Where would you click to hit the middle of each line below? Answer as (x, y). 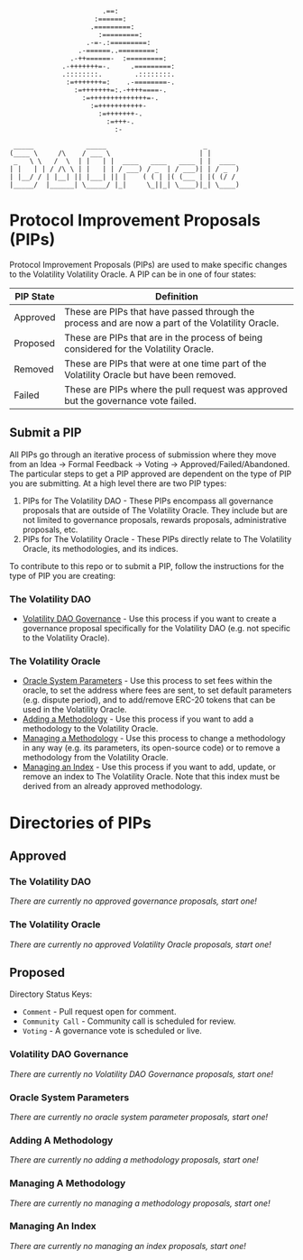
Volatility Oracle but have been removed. (150, 374)
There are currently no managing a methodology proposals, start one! (140, 1203)
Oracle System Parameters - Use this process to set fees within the (147, 681)
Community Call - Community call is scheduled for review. (129, 1021)
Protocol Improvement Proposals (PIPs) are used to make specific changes (148, 264)
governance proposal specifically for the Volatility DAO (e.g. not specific (156, 629)
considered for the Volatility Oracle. (139, 348)
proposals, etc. (50, 529)
